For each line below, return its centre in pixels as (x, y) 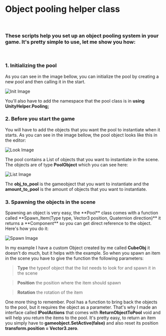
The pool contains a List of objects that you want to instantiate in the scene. (82, 159)
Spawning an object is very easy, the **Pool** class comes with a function (82, 213)
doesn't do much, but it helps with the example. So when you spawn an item (83, 253)
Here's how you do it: (27, 228)
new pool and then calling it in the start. (45, 82)
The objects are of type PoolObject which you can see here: (67, 165)
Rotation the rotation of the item (50, 292)
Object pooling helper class (62, 9)
